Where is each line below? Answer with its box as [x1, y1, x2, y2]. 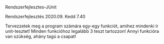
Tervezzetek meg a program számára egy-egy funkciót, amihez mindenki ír [5, 23, 159, 29]
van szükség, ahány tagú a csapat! [5, 34, 76, 39]
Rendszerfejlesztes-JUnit [5, 4, 57, 10]
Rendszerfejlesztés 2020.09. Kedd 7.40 [5, 14, 86, 19]
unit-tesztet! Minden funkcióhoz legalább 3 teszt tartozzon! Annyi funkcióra [5, 28, 160, 34]
